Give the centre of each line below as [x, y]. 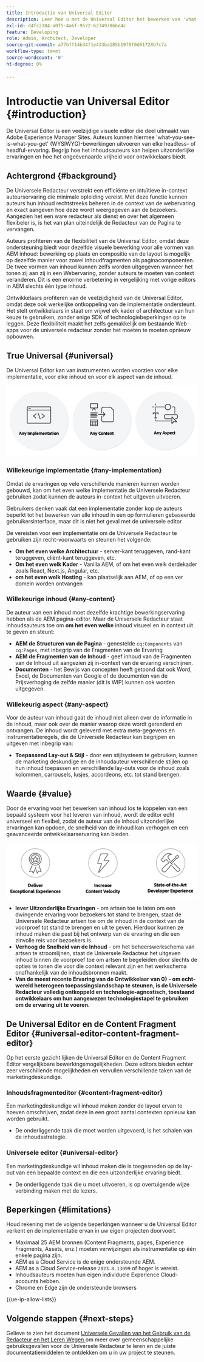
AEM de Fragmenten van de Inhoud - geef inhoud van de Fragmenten [103, 656]
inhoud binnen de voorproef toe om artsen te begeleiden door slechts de [106, 960]
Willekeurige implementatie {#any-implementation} [84, 471]
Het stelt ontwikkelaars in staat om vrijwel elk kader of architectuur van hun [101, 311]
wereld [24, 986]
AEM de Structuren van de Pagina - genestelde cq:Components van [99, 643]
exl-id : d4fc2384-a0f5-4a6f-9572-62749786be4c [66, 26]
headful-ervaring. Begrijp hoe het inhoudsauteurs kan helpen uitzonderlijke [100, 150]
